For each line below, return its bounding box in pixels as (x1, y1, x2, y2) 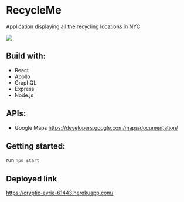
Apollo (14, 73, 30, 80)
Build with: (6, 51, 46, 61)
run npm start (6, 157, 40, 164)
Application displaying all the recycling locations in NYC (6, 23, 141, 30)
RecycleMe (6, 4, 62, 17)
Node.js (14, 92, 34, 99)
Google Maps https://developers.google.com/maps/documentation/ (14, 124, 178, 131)
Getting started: (6, 141, 66, 151)
